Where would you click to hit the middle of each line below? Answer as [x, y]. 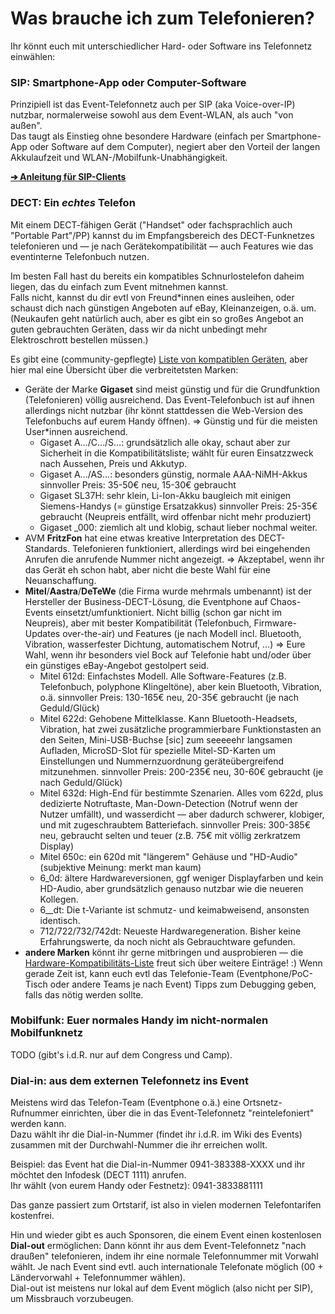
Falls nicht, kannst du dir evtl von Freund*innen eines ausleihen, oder [152, 297]
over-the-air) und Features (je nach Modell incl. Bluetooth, [182, 633]
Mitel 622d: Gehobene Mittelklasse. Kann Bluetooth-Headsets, [168, 718]
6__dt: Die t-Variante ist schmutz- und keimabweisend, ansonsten [174, 909]
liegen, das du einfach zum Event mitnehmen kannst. [119, 286]
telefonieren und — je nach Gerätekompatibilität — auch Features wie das [162, 246]
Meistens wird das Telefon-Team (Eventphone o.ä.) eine [125, 1103]
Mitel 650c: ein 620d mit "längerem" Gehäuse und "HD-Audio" [168, 856]
